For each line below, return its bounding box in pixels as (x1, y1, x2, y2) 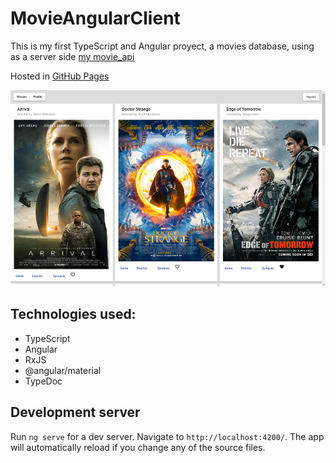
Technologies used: (10, 306, 137, 323)
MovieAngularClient (10, 7, 181, 30)
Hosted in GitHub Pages (10, 70, 110, 82)
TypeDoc (24, 375, 63, 387)
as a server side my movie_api (10, 50, 135, 62)
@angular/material (24, 364, 102, 376)
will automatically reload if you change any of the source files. (10, 441, 266, 453)
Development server (10, 404, 141, 421)
